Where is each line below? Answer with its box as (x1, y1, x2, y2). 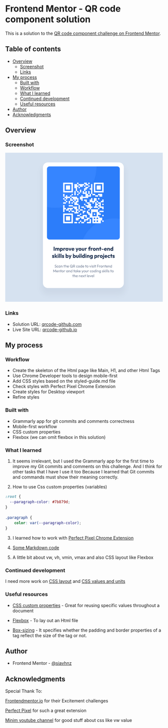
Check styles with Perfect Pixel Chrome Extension (12, 384, 116, 390)
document (12, 608, 34, 614)
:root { (5, 494, 21, 499)
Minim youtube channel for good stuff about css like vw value (5, 717, 132, 723)
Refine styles (12, 394, 39, 400)
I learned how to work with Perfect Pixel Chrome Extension (12, 535, 134, 541)
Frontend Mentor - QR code (5, 3, 121, 15)
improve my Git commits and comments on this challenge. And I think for (12, 463, 162, 469)
